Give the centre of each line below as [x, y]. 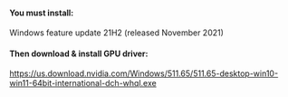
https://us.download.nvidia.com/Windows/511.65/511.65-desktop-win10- [144, 73]
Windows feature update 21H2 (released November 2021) [117, 33]
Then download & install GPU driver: [79, 53]
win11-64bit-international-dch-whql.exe [83, 83]
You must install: [42, 13]
